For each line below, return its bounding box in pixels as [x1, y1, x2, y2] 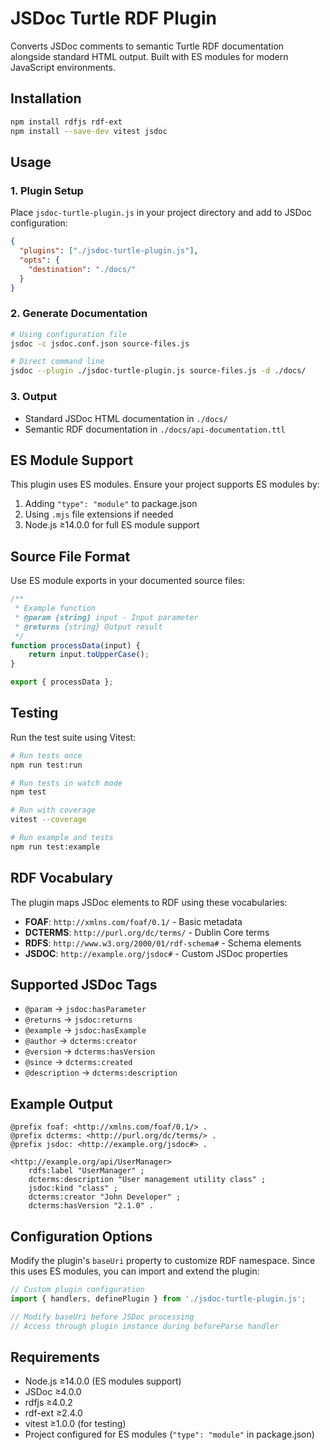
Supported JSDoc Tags [10, 977, 158, 994]
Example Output [10, 1095, 113, 1112]
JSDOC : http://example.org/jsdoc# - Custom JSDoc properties [24, 947, 288, 959]
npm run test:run [10, 760, 83, 770]
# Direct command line [10, 357, 105, 367]
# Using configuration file [10, 329, 128, 339]
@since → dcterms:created [24, 1056, 133, 1068]
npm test [10, 787, 47, 797]
